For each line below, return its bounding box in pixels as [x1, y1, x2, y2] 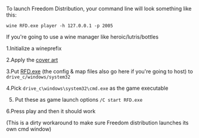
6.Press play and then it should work [6, 108, 96, 115]
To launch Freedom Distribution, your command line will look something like [6, 5, 192, 12]
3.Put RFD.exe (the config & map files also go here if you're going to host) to [6, 68, 194, 75]
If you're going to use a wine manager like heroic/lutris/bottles [6, 33, 159, 40]
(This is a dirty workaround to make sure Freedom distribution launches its [6, 119, 189, 126]
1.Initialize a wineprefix [6, 45, 62, 52]
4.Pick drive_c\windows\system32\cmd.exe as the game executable [6, 84, 169, 92]
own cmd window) [6, 126, 52, 133]
